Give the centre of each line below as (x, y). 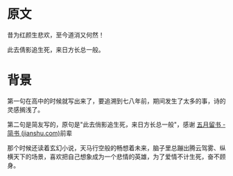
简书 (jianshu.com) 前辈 (40, 133)
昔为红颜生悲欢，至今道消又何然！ (56, 35)
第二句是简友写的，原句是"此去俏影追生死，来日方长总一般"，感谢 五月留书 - (116, 124)
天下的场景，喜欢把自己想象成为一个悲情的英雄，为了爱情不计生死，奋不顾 (119, 157)
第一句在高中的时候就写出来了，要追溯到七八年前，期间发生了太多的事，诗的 (116, 101)
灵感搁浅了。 (25, 109)
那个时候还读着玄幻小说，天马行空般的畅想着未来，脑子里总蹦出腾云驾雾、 (113, 147)
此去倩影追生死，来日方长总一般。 (56, 49)
